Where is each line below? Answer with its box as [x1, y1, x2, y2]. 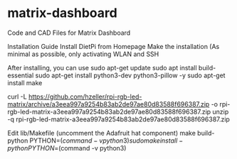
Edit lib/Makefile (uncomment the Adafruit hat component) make [7, 128, 196, 137]
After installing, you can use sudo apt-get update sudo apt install [7, 63, 197, 72]
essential [7, 71, 34, 79]
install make [7, 78, 43, 87]
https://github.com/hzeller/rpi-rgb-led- [28, 92, 142, 101]
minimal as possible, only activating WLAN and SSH [7, 50, 159, 58]
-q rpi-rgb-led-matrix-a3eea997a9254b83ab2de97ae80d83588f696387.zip [7, 115, 230, 124]
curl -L [7, 92, 27, 101]
